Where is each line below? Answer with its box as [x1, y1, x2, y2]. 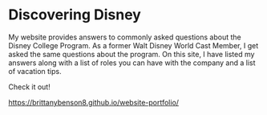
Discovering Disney [8, 6, 142, 24]
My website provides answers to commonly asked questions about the [8, 32, 242, 42]
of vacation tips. [8, 66, 62, 76]
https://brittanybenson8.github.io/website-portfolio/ [8, 97, 179, 107]
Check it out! [8, 82, 51, 92]
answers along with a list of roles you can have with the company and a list [8, 58, 256, 68]
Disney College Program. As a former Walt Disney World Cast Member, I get [8, 40, 259, 50]
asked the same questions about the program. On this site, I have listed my [8, 49, 255, 59]
